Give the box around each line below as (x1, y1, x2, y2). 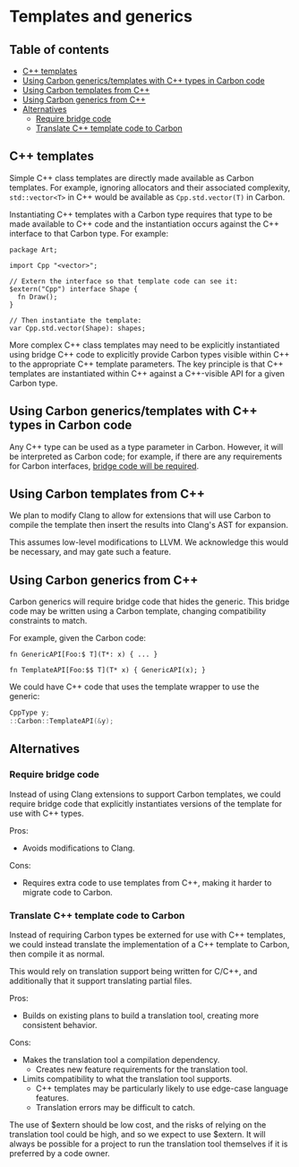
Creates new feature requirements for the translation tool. (35, 1064, 248, 1075)
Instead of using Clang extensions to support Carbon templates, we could (9, 789, 281, 800)
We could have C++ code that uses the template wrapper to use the (9, 681, 260, 692)
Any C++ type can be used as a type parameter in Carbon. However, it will (9, 441, 284, 452)
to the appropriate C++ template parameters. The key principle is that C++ (9, 359, 284, 369)
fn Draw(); (17, 292, 58, 301)
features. (35, 1092, 70, 1103)
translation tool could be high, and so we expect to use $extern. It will (9, 1128, 266, 1139)
